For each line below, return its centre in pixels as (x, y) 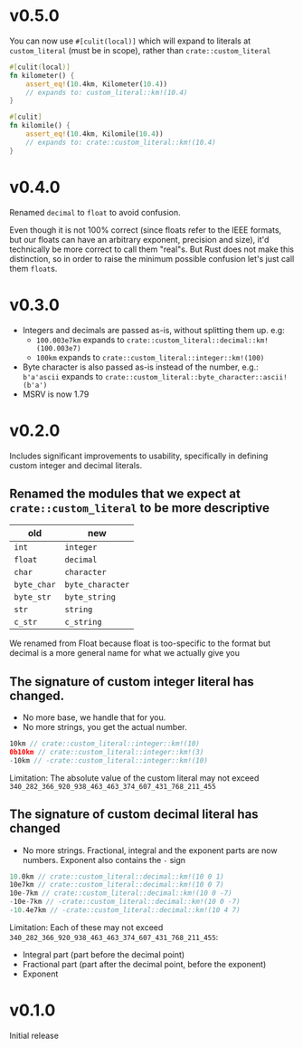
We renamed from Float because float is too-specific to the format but (140, 643)
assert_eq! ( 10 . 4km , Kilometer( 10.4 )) (97, 84)
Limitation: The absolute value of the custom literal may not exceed (134, 778)
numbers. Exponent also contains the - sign (104, 860)
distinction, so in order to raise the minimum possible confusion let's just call (152, 258)
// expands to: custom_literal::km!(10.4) (107, 92)
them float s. (33, 268)
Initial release (34, 1035)
